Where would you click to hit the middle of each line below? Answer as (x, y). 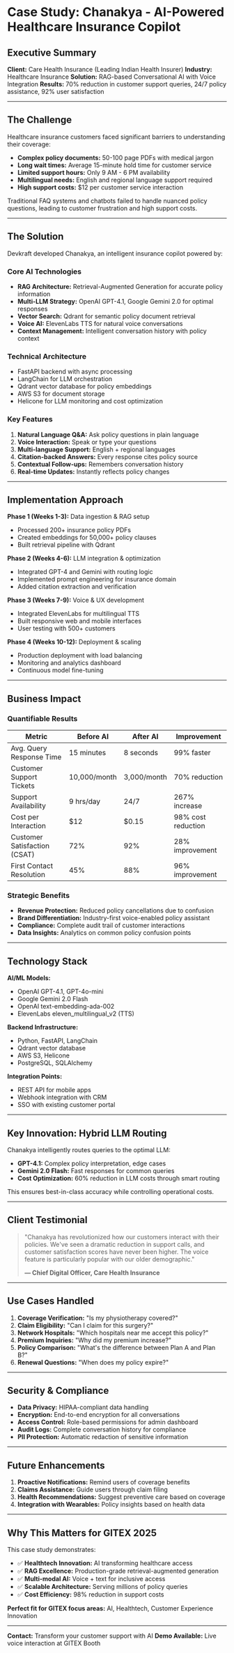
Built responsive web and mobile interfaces (79, 621)
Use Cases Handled (50, 1301)
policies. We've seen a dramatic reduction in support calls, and (115, 1244)
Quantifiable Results (42, 718)
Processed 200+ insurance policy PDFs (74, 530)
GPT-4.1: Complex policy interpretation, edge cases (92, 1163)
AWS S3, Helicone (43, 1055)
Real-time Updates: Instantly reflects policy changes (93, 472)
